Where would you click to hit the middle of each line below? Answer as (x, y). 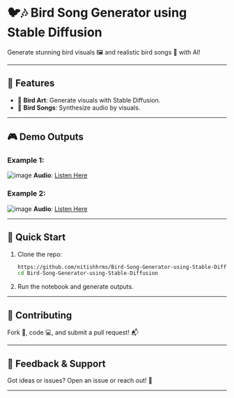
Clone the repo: (40, 254)
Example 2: (26, 193)
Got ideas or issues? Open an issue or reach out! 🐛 (80, 380)
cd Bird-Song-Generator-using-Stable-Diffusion (87, 273)
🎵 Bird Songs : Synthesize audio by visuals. (79, 108)
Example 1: (26, 161)
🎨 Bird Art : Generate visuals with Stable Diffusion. (89, 100)
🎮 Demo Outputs (46, 137)
